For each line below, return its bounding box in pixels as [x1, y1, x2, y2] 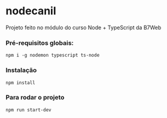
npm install [5, 79, 35, 86]
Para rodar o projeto [5, 94, 65, 102]
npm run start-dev [5, 107, 51, 113]
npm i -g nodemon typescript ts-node [5, 52, 100, 58]
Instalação [5, 66, 37, 74]
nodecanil [5, 4, 56, 18]
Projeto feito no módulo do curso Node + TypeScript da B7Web [5, 24, 162, 31]
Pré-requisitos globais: [5, 39, 74, 47]
